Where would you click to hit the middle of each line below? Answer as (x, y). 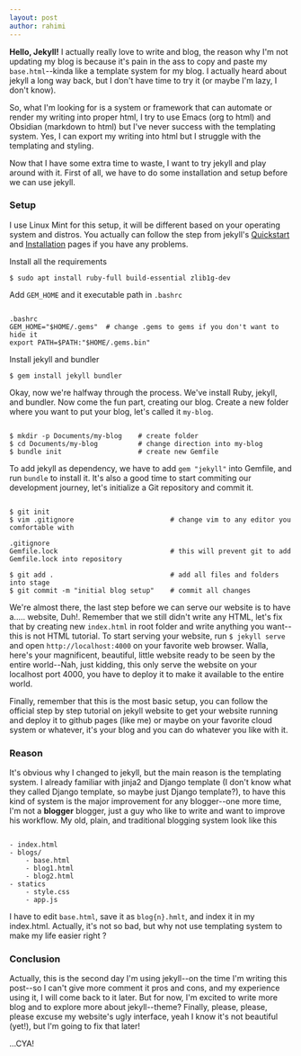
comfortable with (42, 527)
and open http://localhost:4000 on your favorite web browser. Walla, (139, 645)
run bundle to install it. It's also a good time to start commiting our (130, 478)
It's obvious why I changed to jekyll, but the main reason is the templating (145, 773)
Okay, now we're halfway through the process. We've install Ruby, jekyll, (143, 392)
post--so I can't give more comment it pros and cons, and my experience (145, 988)
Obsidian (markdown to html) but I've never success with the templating (142, 126)
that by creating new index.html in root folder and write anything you (137, 626)
